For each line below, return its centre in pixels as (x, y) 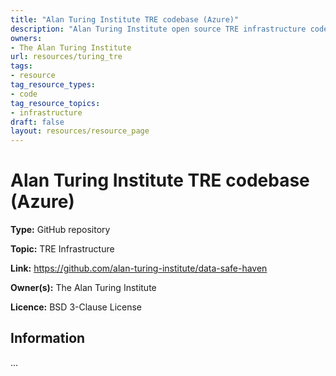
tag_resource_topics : (55, 103)
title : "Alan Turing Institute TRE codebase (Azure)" (125, 19)
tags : (21, 66)
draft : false (37, 122)
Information (48, 338)
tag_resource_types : (53, 85)
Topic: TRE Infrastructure (62, 249)
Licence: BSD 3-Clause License (76, 307)
